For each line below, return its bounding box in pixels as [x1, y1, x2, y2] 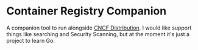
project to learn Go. [6, 37, 55, 44]
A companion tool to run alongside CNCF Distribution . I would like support [6, 24, 192, 31]
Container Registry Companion [6, 4, 167, 18]
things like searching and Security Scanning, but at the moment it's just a [6, 30, 190, 37]
